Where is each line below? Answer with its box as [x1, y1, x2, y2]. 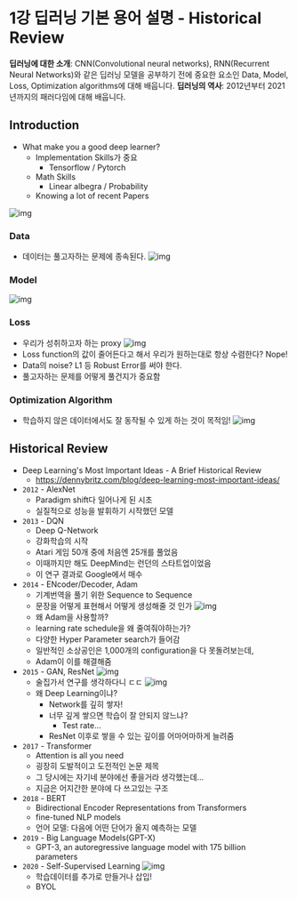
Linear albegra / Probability [48, 181, 148, 191]
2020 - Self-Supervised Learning [21, 860, 140, 871]
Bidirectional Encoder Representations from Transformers [35, 802, 247, 813]
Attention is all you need [35, 750, 124, 760]
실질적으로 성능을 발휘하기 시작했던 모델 [35, 505, 174, 516]
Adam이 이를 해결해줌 [35, 655, 112, 667]
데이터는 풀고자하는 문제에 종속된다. [21, 251, 147, 262]
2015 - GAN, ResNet [21, 666, 95, 677]
